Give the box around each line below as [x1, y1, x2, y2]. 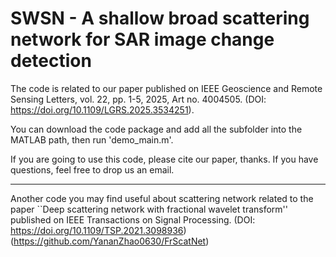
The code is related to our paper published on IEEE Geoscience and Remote [10, 82, 323, 94]
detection [10, 50, 92, 72]
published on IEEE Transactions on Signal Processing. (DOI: [10, 213, 256, 226]
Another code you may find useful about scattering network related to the [10, 192, 314, 204]
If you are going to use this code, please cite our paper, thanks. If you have [10, 153, 319, 165]
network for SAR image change [10, 28, 275, 51]
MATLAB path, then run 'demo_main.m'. [10, 133, 174, 146]
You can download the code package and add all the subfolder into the [10, 123, 303, 135]
